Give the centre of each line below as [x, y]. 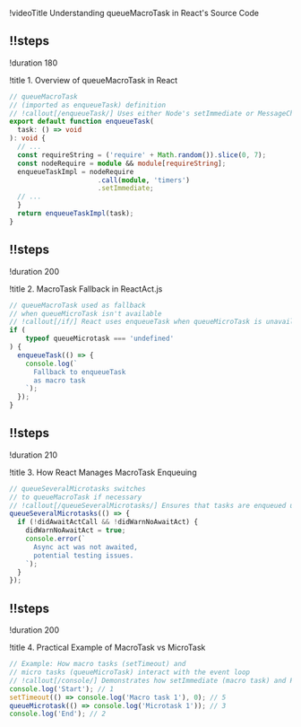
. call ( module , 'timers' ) [144, 180]
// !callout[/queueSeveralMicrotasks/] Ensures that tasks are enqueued [148, 505]
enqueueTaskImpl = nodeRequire [76, 171]
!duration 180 [34, 63]
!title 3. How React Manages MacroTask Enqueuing [103, 472]
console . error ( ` [56, 539]
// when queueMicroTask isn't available [86, 313]
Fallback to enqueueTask [79, 372]
